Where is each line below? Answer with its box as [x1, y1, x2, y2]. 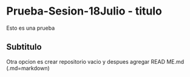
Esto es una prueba [6, 24, 55, 32]
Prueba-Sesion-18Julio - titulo [6, 4, 163, 18]
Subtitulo [6, 42, 42, 52]
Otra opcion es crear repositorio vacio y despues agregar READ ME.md [6, 58, 185, 65]
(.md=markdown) [6, 64, 50, 72]
